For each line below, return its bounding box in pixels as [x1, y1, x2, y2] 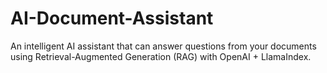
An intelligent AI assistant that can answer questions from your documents [10, 40, 317, 52]
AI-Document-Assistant [10, 7, 214, 30]
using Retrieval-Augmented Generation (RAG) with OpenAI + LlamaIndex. [10, 50, 312, 62]
